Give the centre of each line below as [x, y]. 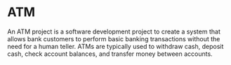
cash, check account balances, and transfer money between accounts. [110, 54]
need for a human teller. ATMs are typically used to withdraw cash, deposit [115, 46]
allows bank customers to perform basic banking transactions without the [114, 38]
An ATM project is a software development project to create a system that [114, 31]
